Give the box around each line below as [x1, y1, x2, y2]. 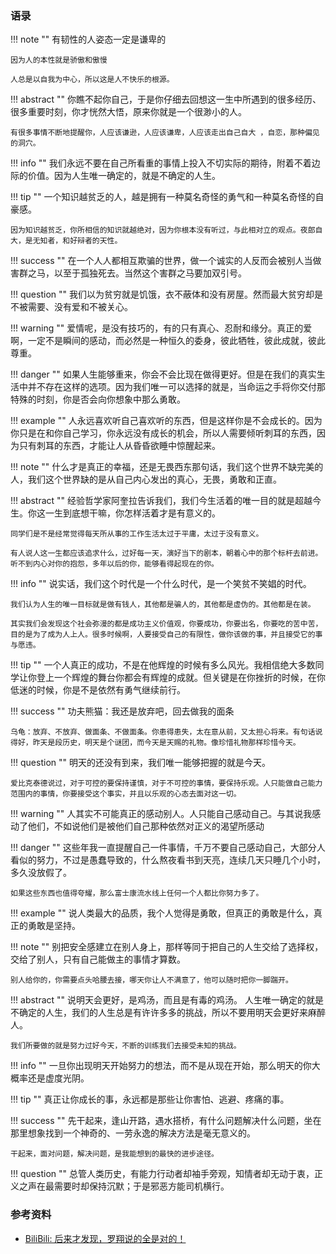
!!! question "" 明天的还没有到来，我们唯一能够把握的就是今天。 [10, 757, 271, 769]
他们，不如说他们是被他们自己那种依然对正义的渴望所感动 [27, 820, 265, 832]
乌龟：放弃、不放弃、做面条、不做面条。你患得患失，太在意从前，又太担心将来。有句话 [10, 727, 316, 737]
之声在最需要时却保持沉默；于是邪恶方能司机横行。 [18, 1180, 230, 1192]
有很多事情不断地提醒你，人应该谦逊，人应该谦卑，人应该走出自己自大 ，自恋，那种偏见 [10, 128, 320, 138]
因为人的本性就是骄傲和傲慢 [10, 55, 108, 66]
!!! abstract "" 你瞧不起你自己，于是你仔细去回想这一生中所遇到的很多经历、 [10, 93, 322, 106]
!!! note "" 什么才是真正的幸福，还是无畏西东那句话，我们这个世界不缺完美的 [10, 461, 324, 473]
